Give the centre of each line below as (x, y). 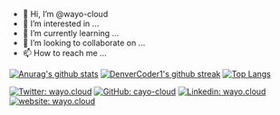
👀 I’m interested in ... (61, 24)
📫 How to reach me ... (64, 53)
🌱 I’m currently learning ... (71, 33)
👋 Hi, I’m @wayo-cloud (65, 14)
